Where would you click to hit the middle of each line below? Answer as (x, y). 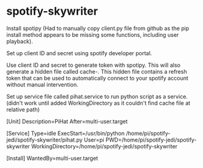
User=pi (94, 140)
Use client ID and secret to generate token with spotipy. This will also (94, 65)
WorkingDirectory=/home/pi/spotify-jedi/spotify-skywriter (105, 146)
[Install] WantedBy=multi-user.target (52, 158)
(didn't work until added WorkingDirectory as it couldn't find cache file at (98, 103)
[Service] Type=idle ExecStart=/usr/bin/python (65, 133)
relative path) (23, 109)
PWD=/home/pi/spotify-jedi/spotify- (151, 140)
